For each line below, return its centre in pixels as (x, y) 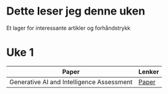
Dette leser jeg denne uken (76, 11)
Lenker (149, 72)
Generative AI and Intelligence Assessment (71, 82)
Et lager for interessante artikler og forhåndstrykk (68, 28)
